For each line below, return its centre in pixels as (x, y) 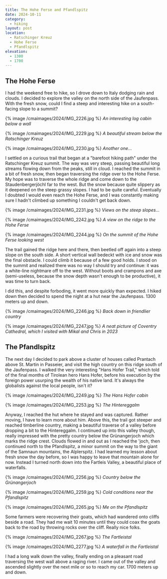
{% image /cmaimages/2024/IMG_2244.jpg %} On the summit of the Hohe (82, 235)
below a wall (18, 124)
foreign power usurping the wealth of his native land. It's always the (75, 380)
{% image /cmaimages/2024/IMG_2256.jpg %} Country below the (73, 477)
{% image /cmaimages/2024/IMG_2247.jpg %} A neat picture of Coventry (81, 326)
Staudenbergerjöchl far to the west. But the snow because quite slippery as (83, 184)
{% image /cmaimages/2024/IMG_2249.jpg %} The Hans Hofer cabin (77, 395)
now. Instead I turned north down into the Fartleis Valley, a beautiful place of (83, 462)
